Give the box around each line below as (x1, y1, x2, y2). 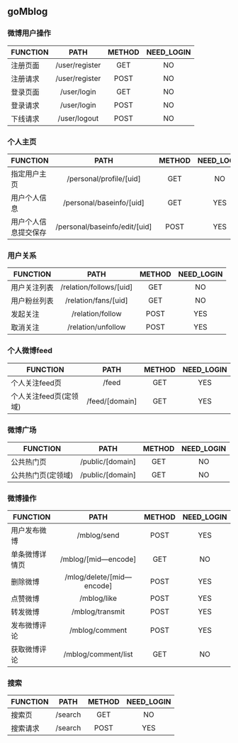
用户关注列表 (11, 283, 55, 293)
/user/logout (57, 113, 99, 123)
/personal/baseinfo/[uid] (62, 197, 145, 207)
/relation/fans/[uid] (64, 295, 129, 305)
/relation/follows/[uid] (60, 282, 133, 292)
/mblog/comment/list (63, 649, 133, 659)
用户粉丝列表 (11, 296, 55, 306)
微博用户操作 (7, 28, 52, 38)
